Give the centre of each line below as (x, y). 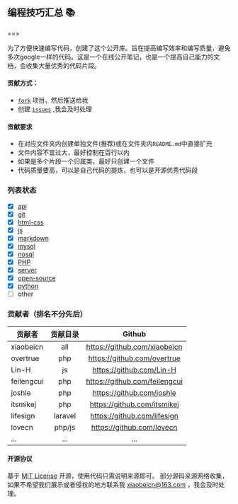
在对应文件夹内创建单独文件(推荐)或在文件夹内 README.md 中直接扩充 (115, 144)
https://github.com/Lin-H (135, 370)
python (28, 286)
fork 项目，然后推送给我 (53, 101)
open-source (36, 278)
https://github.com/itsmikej (134, 404)
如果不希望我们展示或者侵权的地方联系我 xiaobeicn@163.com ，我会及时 (113, 484)
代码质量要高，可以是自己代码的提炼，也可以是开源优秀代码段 (108, 170)
